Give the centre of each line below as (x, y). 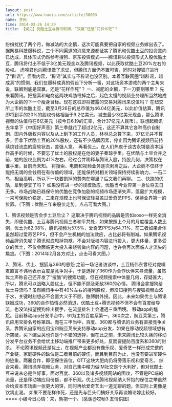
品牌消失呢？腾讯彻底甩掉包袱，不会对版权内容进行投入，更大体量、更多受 (88, 241)
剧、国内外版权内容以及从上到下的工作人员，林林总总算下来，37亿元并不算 (84, 134)
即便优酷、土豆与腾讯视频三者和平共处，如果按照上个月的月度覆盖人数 (88, 222)
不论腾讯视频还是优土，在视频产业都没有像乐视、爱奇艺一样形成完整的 (89, 348)
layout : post (19, 10)
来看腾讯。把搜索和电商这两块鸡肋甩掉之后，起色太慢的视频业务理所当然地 (84, 96)
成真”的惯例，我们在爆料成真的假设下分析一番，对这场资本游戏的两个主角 (83, 83)
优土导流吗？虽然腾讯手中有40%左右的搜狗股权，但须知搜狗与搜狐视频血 (82, 290)
